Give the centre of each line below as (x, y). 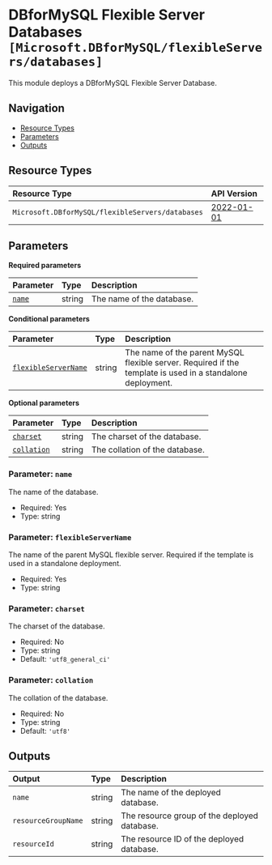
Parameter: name (40, 474)
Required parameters (45, 266)
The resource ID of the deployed (183, 839)
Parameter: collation (51, 680)
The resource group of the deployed (190, 816)
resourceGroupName (48, 821)
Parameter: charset (47, 608)
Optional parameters (44, 403)
